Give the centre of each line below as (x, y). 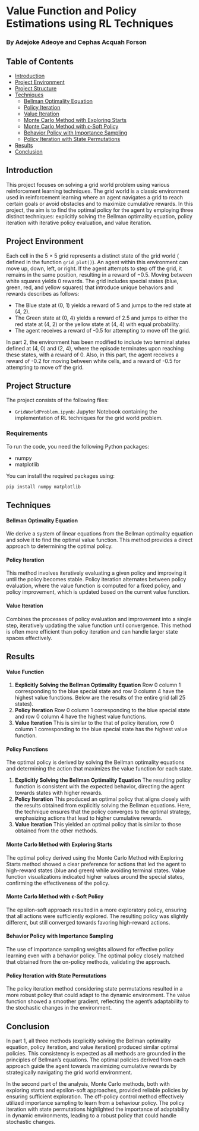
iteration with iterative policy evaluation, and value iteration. (79, 223)
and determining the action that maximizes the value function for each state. (99, 769)
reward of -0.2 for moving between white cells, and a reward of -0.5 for (94, 361)
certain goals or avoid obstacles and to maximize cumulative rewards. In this (99, 203)
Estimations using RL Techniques (90, 24)
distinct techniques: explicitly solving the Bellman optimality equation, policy (99, 216)
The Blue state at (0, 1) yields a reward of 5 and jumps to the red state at (103, 305)
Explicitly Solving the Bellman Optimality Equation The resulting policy (103, 780)
